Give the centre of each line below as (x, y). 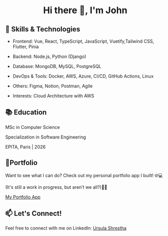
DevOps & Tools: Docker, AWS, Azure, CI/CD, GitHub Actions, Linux (83, 76)
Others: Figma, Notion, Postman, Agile (53, 86)
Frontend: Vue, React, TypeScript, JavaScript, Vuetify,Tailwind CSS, (83, 41)
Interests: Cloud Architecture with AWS (53, 96)
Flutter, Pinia (26, 47)
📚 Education (26, 112)
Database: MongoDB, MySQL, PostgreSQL (57, 66)
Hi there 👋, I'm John (85, 10)
